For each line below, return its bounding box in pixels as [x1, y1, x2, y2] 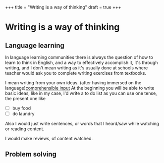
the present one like [5, 96, 46, 101]
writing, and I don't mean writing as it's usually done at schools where [5, 65, 148, 71]
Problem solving [5, 150, 57, 158]
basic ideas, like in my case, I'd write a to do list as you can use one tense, [5, 90, 157, 96]
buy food [12, 105, 31, 111]
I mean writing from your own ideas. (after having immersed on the [5, 80, 142, 86]
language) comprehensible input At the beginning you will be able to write [5, 85, 155, 91]
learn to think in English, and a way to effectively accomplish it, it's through [5, 59, 158, 65]
